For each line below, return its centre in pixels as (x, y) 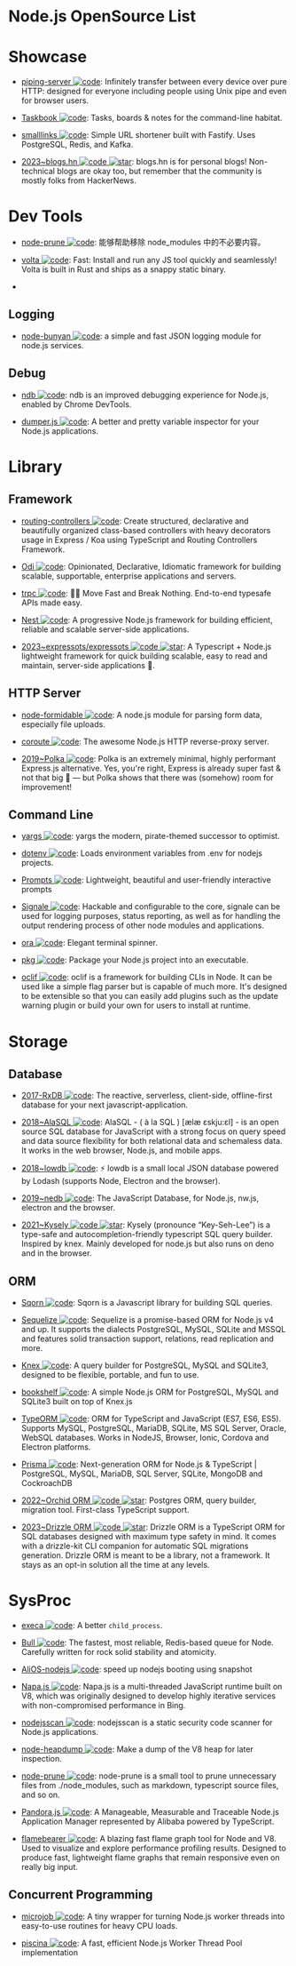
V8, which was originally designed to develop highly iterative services (148, 1696)
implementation (50, 1952)
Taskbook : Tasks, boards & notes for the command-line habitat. (152, 118)
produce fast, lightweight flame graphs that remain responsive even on (150, 1858)
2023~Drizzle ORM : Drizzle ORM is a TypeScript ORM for (153, 1527)
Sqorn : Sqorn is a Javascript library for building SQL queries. (147, 1303)
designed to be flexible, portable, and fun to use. (110, 1375)
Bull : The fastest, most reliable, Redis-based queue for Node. (147, 1642)
